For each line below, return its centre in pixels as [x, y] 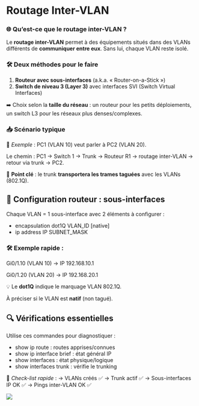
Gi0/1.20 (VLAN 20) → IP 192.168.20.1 [52, 275]
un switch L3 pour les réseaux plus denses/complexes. [74, 113]
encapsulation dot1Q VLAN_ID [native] [62, 225]
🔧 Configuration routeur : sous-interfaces [86, 200]
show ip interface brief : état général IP [63, 354]
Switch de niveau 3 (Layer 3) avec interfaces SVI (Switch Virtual [95, 86]
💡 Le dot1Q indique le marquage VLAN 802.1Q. [64, 286]
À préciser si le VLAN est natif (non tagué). [60, 298]
